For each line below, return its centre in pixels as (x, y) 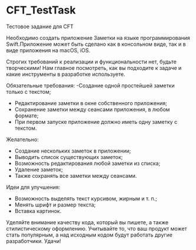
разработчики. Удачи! (34, 241)
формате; (26, 116)
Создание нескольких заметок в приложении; (73, 151)
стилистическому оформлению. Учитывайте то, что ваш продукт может (97, 228)
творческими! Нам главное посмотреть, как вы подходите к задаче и (94, 67)
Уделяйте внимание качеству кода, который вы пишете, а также (87, 222)
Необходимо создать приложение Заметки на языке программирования (98, 38)
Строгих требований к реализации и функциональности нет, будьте (92, 62)
